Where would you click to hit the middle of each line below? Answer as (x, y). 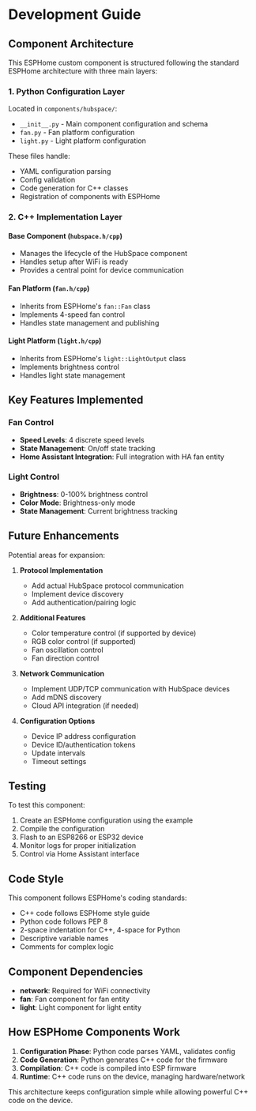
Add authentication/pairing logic (84, 602)
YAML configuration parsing (65, 171)
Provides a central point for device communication (102, 270)
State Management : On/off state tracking (87, 448)
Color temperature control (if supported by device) (114, 633)
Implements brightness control (70, 367)
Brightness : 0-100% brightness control (84, 494)
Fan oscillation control (68, 650)
